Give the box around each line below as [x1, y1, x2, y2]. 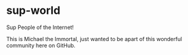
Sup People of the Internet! [6, 24, 74, 31]
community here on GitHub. [6, 42, 76, 49]
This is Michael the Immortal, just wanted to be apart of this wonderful [6, 35, 183, 42]
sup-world [6, 4, 61, 18]
